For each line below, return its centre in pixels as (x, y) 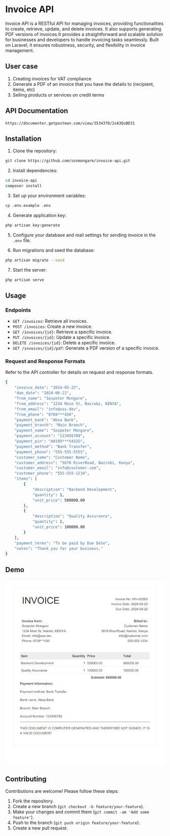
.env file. (22, 240)
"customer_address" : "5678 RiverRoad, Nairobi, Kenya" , (75, 463)
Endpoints (18, 310)
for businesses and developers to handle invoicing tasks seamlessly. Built (82, 40)
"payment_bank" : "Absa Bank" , (46, 420)
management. (20, 50)
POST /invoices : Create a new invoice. (53, 327)
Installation (23, 138)
